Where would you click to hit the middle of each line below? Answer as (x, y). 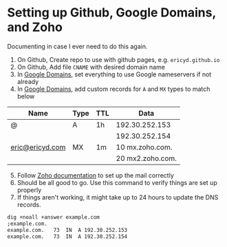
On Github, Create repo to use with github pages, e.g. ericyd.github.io (118, 59)
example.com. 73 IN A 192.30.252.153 (67, 230)
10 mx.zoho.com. (144, 147)
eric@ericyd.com (38, 147)
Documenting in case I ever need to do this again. (77, 46)
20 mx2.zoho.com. (147, 158)
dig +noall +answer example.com (53, 217)
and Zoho (35, 27)
